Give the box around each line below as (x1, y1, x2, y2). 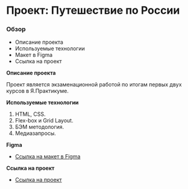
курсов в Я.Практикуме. (6, 88, 69, 95)
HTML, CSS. (14, 110, 46, 118)
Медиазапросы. (14, 130, 56, 137)
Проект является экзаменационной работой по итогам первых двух (6, 81, 182, 88)
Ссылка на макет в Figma (14, 153, 81, 160)
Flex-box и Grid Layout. (14, 117, 74, 124)
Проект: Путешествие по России (6, 4, 180, 17)
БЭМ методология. (14, 124, 64, 131)
